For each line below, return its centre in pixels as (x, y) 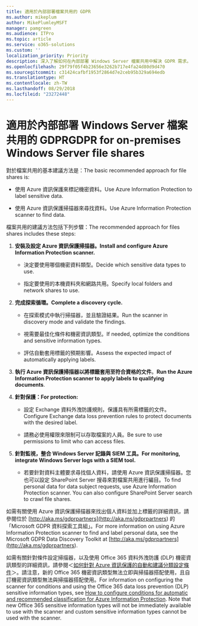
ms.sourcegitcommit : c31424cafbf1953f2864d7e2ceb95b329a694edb (86, 72)
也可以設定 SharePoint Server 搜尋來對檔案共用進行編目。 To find (102, 480)
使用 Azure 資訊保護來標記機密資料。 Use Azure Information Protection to (103, 189)
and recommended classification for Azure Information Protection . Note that (98, 599)
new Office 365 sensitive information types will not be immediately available (99, 605)
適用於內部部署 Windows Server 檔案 (97, 125)
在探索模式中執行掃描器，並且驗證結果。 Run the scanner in (96, 315)
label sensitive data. (39, 195)
